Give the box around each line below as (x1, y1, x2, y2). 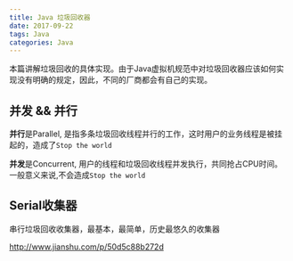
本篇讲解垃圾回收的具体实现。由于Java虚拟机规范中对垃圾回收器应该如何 (9, 63, 277, 74)
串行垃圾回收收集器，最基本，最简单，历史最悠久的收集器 (9, 224, 220, 234)
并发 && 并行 (9, 103, 78, 118)
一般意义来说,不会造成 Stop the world (9, 170, 146, 181)
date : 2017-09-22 (9, 21, 74, 30)
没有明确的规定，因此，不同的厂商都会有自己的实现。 (16, 75, 212, 86)
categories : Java (9, 37, 74, 47)
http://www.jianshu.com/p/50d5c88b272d (9, 241, 165, 252)
